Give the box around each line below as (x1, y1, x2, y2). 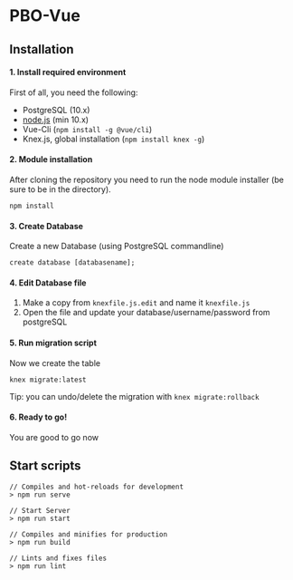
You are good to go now (9, 431, 99, 442)
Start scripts (9, 459, 81, 474)
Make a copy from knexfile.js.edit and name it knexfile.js (22, 297, 250, 308)
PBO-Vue (9, 5, 81, 26)
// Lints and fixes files (9, 554, 107, 563)
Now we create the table (9, 357, 101, 368)
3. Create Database (9, 220, 84, 231)
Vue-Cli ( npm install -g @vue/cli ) (22, 123, 153, 134)
